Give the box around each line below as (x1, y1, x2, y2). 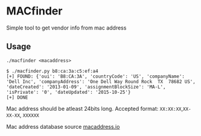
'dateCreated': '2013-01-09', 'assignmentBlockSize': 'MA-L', (6, 84, 166, 90)
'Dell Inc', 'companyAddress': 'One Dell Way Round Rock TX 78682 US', (6, 78, 196, 85)
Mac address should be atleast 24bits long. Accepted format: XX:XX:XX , (6, 105, 183, 112)
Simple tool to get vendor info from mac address (6, 24, 127, 31)
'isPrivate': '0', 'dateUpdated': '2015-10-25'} (6, 89, 131, 95)
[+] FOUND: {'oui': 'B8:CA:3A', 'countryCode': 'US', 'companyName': (6, 73, 185, 79)
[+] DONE (6, 94, 28, 100)
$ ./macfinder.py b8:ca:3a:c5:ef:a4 (6, 68, 98, 74)
